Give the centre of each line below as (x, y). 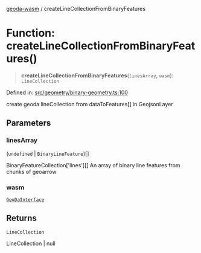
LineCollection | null (31, 243)
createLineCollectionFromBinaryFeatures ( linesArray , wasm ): (97, 75)
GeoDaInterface (25, 200)
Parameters (29, 123)
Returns (22, 218)
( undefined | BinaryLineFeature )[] (48, 153)
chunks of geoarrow (31, 171)
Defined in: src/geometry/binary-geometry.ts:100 (67, 92)
